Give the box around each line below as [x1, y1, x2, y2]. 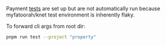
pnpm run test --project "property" [6, 34, 96, 40]
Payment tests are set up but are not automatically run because [6, 5, 161, 12]
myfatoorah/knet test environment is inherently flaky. [6, 11, 135, 18]
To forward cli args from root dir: [6, 23, 86, 29]
